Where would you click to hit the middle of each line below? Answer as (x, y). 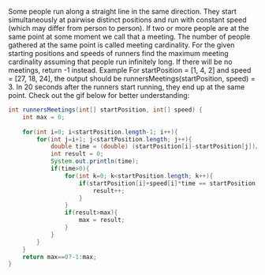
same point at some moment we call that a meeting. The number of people (129, 36)
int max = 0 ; (44, 117)
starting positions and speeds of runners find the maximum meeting (118, 53)
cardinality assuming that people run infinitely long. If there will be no (120, 62)
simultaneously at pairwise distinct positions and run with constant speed (127, 20)
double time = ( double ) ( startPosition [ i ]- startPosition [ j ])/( (156, 147)
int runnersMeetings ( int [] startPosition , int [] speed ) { (105, 110)
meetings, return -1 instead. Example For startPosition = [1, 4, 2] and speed (130, 70)
